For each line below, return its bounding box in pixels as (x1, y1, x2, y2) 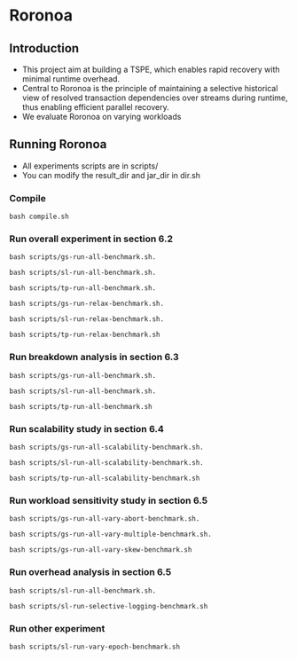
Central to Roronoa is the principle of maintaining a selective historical (21, 83, 278, 93)
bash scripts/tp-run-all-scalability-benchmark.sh (9, 474, 200, 483)
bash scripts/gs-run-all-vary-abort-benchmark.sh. (9, 515, 200, 523)
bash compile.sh (9, 212, 69, 222)
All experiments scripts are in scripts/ (21, 161, 159, 171)
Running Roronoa (9, 137, 107, 152)
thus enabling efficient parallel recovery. (21, 102, 170, 112)
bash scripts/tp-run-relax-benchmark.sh (9, 330, 161, 340)
